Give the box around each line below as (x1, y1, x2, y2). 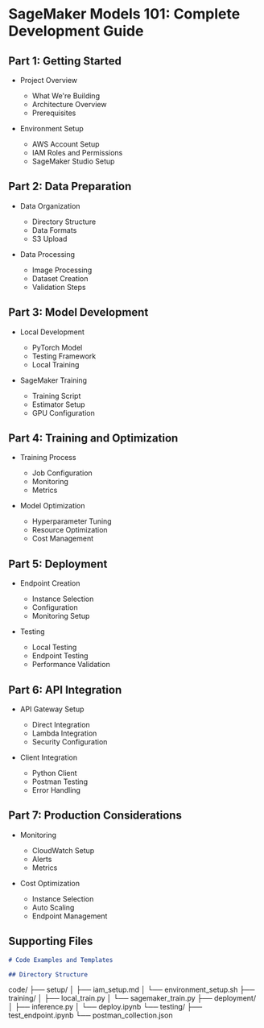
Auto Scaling (31, 902, 75, 912)
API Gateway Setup (19, 704, 85, 714)
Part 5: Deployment (8, 557, 108, 570)
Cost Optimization (19, 878, 80, 888)
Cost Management (31, 533, 94, 544)
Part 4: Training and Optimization (8, 432, 179, 446)
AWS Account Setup (31, 139, 100, 149)
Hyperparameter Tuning (31, 516, 112, 526)
